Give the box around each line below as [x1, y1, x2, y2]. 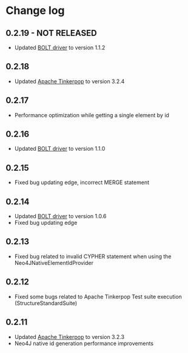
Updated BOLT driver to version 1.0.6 [14, 213, 107, 220]
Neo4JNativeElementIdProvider [14, 259, 94, 266]
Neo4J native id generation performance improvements [14, 340, 154, 347]
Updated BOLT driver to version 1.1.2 [14, 44, 106, 51]
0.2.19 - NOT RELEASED [5, 28, 98, 38]
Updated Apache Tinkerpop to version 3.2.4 [14, 77, 125, 85]
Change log [5, 4, 65, 18]
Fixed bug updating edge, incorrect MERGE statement [14, 179, 150, 186]
